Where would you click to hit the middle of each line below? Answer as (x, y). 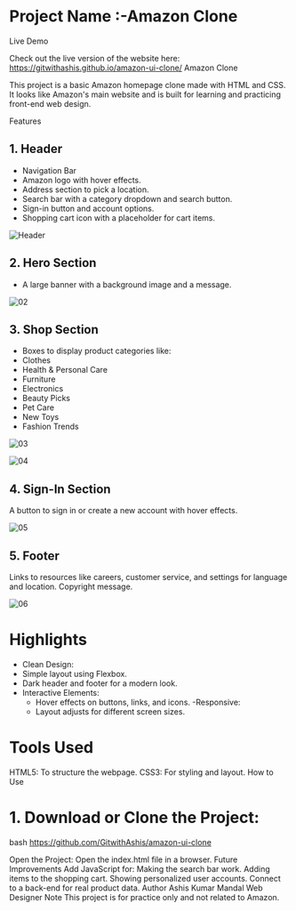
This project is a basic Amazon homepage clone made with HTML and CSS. (148, 85)
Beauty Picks (46, 399)
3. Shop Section (54, 330)
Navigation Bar (49, 170)
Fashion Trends (50, 427)
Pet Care (38, 407)
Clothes (36, 360)
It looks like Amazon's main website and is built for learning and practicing (145, 94)
